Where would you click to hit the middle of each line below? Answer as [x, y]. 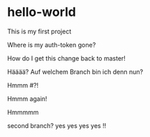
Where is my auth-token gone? [52, 45]
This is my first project [39, 31]
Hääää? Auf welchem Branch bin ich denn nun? [75, 72]
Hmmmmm [23, 112]
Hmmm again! [27, 99]
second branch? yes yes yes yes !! [57, 125]
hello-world [42, 12]
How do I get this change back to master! [66, 58]
